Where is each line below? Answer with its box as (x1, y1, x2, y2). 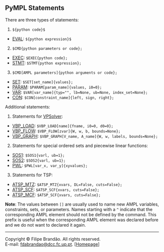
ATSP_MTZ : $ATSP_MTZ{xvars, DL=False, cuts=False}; (12, 181, 123, 187)
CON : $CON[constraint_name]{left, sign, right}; (12, 94, 114, 100)
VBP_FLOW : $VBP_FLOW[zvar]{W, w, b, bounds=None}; (12, 128, 121, 134)
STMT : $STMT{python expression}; (12, 60, 82, 65)
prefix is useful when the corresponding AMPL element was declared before (5, 217, 159, 223)
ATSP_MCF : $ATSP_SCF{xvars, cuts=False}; (12, 191, 101, 197)
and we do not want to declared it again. (5, 222, 86, 228)
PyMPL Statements (5, 4, 65, 12)
